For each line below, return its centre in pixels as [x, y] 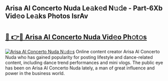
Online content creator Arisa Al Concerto [118, 52]
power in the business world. [35, 73]
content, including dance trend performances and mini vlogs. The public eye [84, 63]
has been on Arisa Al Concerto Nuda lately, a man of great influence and [80, 68]
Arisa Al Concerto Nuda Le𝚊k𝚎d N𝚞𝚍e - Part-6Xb [84, 8]
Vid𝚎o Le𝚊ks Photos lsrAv [47, 16]
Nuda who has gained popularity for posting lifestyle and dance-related [79, 57]
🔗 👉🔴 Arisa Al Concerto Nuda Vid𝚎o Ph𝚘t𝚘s [76, 37]
